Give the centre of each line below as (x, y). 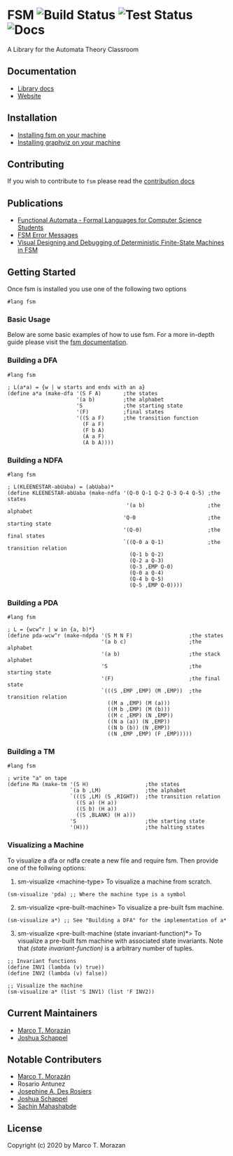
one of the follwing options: (47, 868)
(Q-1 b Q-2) (147, 554)
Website (29, 95)
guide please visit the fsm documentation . (68, 342)
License (25, 1128)
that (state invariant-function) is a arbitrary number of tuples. (106, 948)
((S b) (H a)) (97, 809)
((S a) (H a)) (97, 803)
